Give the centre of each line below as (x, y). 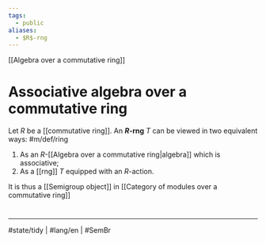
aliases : (23, 30)
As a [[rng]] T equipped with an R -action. (87, 172)
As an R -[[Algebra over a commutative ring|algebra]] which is (120, 154)
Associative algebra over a (98, 92)
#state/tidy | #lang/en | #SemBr (60, 230)
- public (30, 23)
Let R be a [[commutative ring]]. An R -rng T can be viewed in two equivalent (133, 131)
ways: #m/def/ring (38, 139)
